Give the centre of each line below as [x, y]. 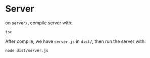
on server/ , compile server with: [39, 23]
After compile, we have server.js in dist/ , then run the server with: [76, 41]
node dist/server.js [27, 50]
